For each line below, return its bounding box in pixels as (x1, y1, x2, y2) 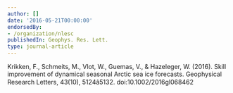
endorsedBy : (7, 23, 42, 30)
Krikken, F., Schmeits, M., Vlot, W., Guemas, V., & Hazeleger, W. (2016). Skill (7, 63, 227, 70)
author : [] (7, 10, 39, 18)
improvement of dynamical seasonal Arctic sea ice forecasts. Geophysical (7, 70, 222, 78)
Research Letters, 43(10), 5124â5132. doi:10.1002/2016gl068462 (7, 78, 194, 86)
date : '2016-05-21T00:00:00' (7, 17, 93, 24)
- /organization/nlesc (7, 30, 74, 37)
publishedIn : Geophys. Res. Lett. (7, 37, 109, 44)
